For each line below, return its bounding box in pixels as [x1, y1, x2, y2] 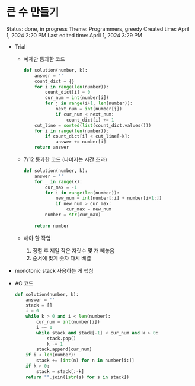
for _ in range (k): [34, 178, 83, 184]
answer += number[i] [55, 139, 107, 145]
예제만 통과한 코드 [23, 55, 65, 62]
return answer [34, 145, 69, 151]
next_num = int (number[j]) [55, 106, 123, 112]
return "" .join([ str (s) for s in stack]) [25, 374, 129, 380]
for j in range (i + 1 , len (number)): [44, 100, 133, 107]
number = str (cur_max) [44, 212, 101, 218]
